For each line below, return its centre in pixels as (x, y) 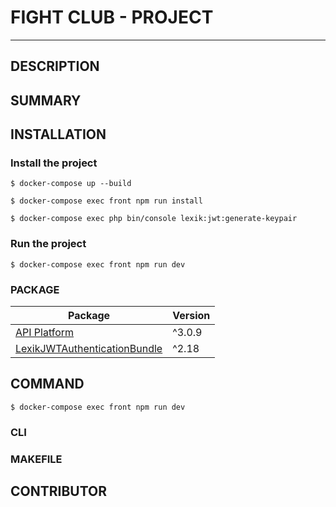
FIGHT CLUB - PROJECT (112, 17)
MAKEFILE (36, 459)
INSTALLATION (58, 134)
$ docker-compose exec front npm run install (106, 201)
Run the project (48, 244)
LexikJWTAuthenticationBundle (89, 348)
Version (191, 315)
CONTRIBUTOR (59, 491)
